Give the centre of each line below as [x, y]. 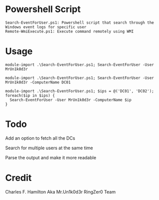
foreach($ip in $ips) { [30, 95]
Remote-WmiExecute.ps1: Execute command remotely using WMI [70, 31]
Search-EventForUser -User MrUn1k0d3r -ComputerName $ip [71, 100]
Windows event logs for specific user [46, 27]
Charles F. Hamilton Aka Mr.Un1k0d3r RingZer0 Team [60, 191]
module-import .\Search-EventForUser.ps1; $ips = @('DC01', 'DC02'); [80, 91]
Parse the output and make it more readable [51, 157]
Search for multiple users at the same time [49, 148]
